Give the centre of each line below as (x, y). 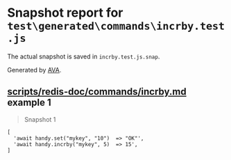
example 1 (29, 103)
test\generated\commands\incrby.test (116, 26)
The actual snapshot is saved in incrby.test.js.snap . (84, 56)
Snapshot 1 (40, 119)
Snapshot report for (65, 13)
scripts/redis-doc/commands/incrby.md (97, 92)
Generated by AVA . (34, 70)
